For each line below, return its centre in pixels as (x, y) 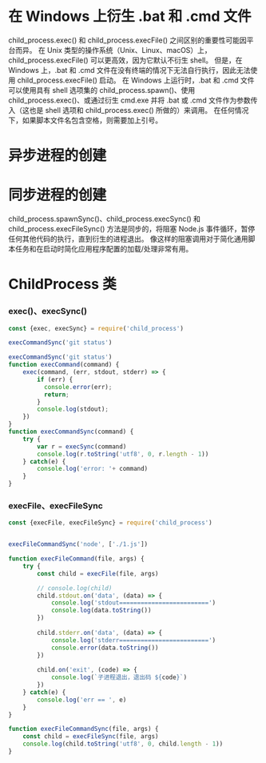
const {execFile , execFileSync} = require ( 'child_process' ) (111, 523)
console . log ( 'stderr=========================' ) (133, 640)
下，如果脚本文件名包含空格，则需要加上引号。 (85, 120)
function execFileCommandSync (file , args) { (83, 729)
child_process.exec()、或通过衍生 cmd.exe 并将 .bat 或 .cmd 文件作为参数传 (133, 100)
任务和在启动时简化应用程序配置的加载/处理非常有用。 (104, 249)
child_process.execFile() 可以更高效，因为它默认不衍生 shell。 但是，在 (125, 60)
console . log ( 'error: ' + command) (93, 469)
